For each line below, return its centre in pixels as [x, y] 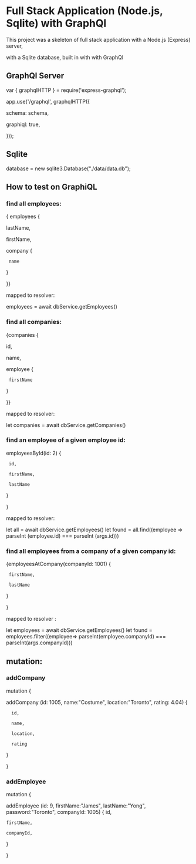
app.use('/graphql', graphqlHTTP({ [48, 101]
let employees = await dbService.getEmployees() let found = [79, 630]
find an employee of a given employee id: [66, 440]
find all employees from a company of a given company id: [91, 551]
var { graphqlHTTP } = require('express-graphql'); [67, 90]
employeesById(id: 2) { [34, 453]
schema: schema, [27, 112]
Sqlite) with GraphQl [56, 23]
